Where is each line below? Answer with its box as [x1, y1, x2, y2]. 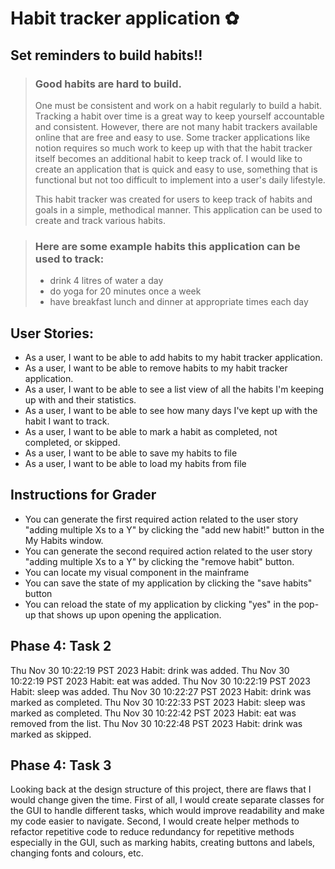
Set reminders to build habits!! [10, 47, 203, 64]
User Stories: [10, 325, 94, 342]
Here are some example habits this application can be [34, 239, 301, 253]
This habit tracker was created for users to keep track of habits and [34, 193, 313, 205]
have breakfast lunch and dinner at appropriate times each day [49, 296, 309, 308]
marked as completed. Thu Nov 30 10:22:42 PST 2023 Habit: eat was [10, 707, 297, 719]
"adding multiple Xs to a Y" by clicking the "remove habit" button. [24, 555, 295, 567]
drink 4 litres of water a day [49, 275, 164, 287]
